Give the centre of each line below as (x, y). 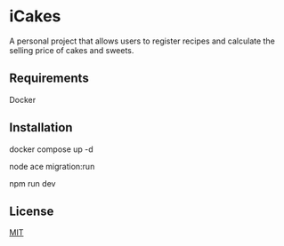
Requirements (49, 79)
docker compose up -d (51, 149)
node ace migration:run (52, 166)
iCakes (35, 16)
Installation (41, 127)
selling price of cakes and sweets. (72, 50)
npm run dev (32, 183)
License (32, 211)
